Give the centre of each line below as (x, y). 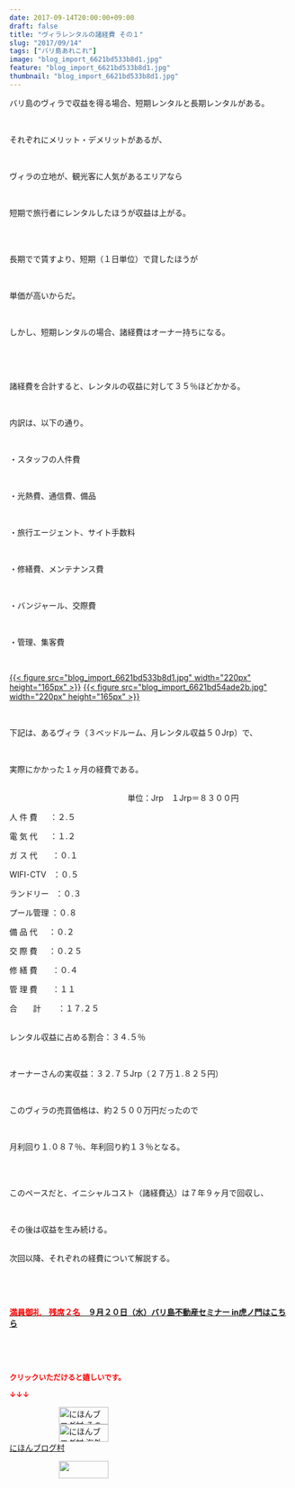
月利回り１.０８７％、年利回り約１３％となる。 (97, 1146)
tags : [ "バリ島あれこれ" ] (53, 51)
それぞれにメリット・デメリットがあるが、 (88, 140)
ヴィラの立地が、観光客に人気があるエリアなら (96, 176)
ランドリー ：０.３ (45, 893)
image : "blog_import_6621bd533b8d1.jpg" (86, 59)
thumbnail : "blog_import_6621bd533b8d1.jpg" (94, 77)
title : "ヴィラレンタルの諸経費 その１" (76, 34)
